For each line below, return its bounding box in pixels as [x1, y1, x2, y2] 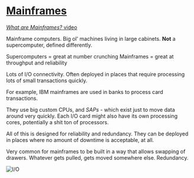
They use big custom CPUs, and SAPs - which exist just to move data [6, 106, 176, 113]
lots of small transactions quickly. [6, 77, 88, 84]
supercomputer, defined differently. [6, 41, 93, 48]
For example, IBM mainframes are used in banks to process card [6, 88, 164, 95]
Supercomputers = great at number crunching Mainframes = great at [6, 53, 174, 60]
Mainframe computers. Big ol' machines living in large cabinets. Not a [6, 35, 176, 42]
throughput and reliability [6, 59, 67, 66]
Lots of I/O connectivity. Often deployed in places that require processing [6, 70, 185, 77]
